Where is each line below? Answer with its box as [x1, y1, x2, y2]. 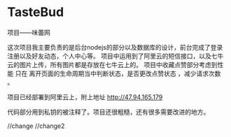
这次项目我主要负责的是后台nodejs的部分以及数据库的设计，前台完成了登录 [7, 43, 223, 51]
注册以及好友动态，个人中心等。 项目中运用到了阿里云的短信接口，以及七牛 [7, 52, 224, 60]
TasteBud [7, 4, 64, 20]
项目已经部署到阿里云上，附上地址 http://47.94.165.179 [7, 92, 163, 101]
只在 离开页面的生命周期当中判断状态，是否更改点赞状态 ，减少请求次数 [15, 69, 221, 78]
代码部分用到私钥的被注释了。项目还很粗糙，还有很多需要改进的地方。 [7, 108, 210, 116]
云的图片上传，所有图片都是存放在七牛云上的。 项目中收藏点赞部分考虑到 [7, 60, 218, 68]
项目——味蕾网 [7, 28, 50, 36]
